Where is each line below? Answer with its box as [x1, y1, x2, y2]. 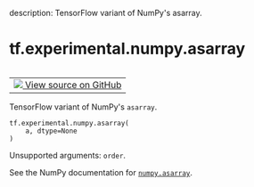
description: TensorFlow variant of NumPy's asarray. [9, 8, 202, 18]
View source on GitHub [25, 78, 122, 91]
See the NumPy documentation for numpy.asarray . [9, 167, 193, 177]
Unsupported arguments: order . [9, 150, 127, 160]
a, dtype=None [25, 126, 78, 135]
